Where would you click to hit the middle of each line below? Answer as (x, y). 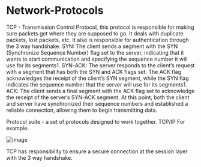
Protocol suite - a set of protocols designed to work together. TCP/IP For (96, 121)
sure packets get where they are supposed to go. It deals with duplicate (95, 33)
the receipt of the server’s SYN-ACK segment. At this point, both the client (98, 97)
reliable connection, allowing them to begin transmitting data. (82, 110)
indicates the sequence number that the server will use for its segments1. (97, 84)
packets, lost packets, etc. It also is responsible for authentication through (97, 40)
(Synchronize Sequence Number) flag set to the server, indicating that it (95, 52)
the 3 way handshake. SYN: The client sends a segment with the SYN (92, 46)
